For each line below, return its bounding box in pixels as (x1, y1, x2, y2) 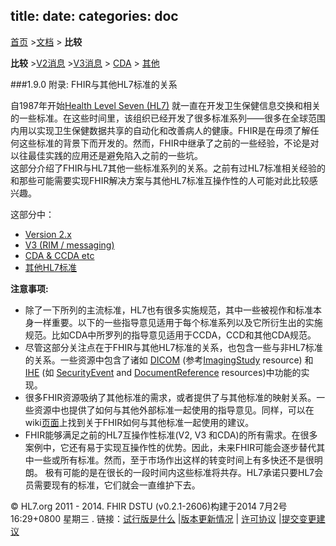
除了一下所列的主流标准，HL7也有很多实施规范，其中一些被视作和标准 (24, 304, 314, 316)
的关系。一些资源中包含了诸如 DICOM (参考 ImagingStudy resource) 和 (24, 354, 314, 366)
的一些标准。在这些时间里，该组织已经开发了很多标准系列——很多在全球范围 (10, 112, 326, 124)
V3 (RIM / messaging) (24, 239, 115, 251)
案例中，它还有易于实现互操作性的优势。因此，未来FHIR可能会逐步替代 (24, 441, 317, 453)
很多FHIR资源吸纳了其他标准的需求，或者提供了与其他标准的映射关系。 (24, 391, 317, 403)
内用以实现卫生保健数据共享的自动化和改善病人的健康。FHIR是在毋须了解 (10, 124, 311, 136)
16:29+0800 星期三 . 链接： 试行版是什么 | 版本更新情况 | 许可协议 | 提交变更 (10, 512, 317, 524)
